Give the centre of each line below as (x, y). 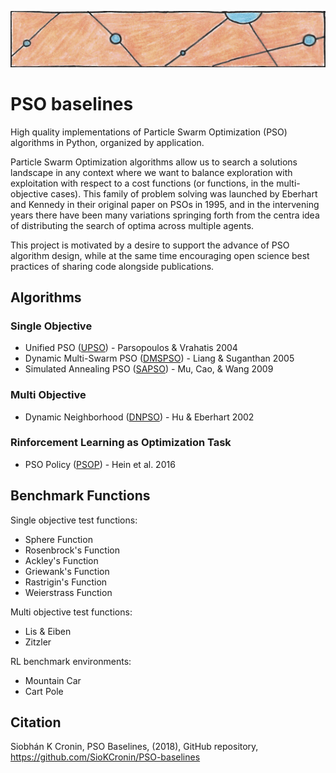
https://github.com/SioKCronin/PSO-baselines (105, 757)
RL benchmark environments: (71, 661)
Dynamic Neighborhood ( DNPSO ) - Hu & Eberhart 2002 (139, 417)
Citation (36, 722)
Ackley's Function (61, 560)
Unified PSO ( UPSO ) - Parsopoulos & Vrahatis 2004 (131, 348)
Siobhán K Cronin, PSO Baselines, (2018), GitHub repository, (134, 747)
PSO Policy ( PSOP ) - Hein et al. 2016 (100, 464)
